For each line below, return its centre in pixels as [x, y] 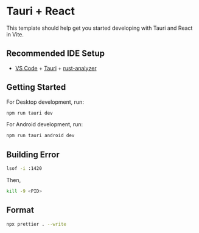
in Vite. [15, 34]
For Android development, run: [45, 124]
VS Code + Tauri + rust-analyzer [56, 68]
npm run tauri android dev [40, 136]
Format [20, 210]
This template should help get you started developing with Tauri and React [100, 28]
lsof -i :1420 [24, 169]
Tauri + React [40, 11]
